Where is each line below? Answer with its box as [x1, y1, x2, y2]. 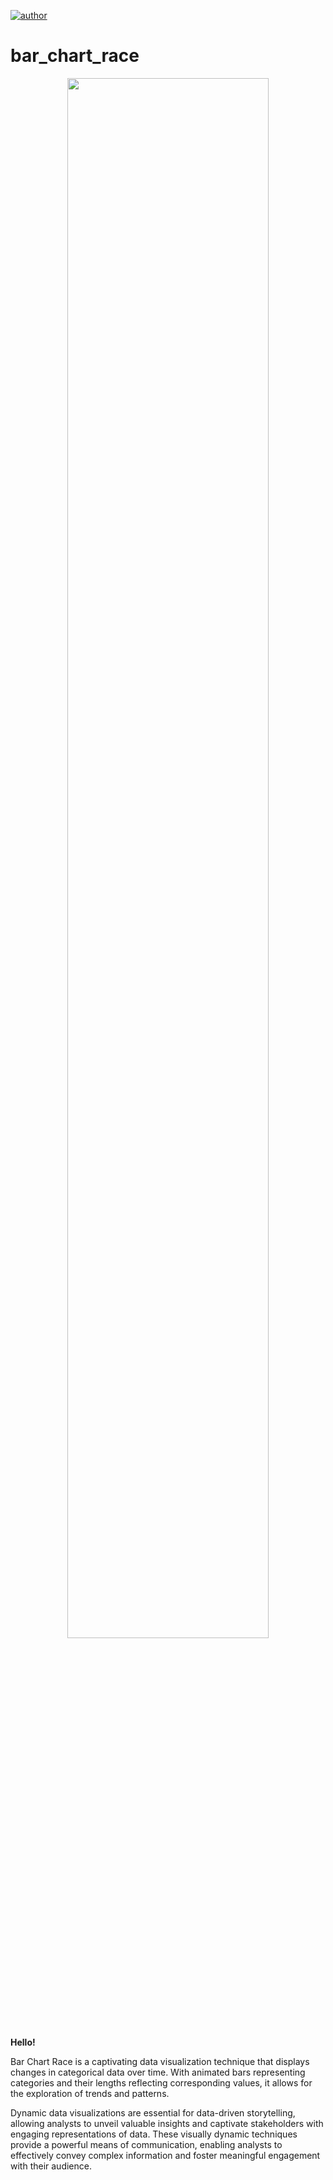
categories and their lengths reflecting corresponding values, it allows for [10, 2076, 313, 2089]
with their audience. [10, 2160, 92, 2172]
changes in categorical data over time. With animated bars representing [10, 2066, 306, 2078]
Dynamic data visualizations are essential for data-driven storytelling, [10, 2106, 296, 2119]
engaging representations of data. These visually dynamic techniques [10, 2128, 298, 2140]
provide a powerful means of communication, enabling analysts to [10, 2138, 283, 2150]
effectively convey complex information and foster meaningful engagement [10, 2149, 321, 2161]
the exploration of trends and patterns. [10, 2087, 170, 2099]
